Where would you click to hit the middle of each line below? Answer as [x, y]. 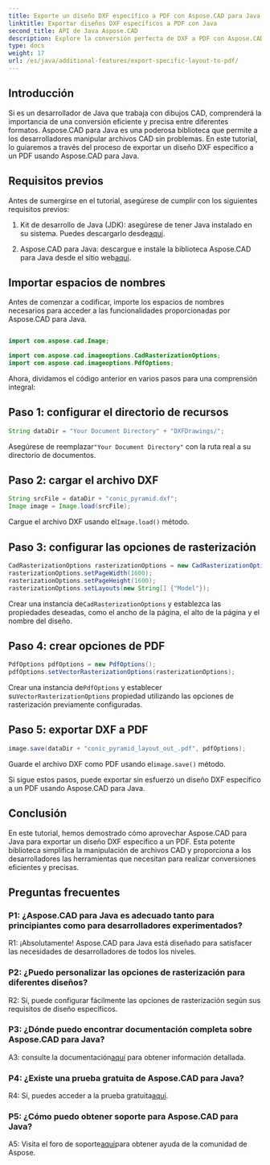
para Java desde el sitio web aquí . [76, 257]
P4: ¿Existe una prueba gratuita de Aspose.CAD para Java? [126, 1078]
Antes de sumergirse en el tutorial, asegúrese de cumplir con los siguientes [133, 200]
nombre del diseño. [40, 621]
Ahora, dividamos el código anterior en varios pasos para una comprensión [133, 378]
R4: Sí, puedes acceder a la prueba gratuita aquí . [88, 1096]
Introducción [41, 94]
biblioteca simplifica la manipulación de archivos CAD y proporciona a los [130, 850]
